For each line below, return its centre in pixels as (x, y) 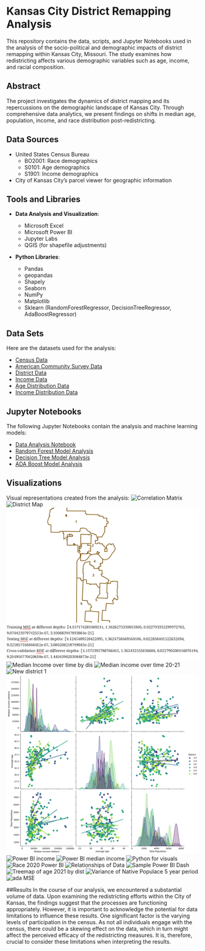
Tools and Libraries (43, 199)
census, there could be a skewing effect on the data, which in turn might (97, 928)
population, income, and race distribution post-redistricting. (81, 120)
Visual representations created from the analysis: (68, 498)
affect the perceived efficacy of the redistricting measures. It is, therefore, (99, 935)
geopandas (38, 275)
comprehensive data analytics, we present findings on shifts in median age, (101, 113)
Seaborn (35, 289)
